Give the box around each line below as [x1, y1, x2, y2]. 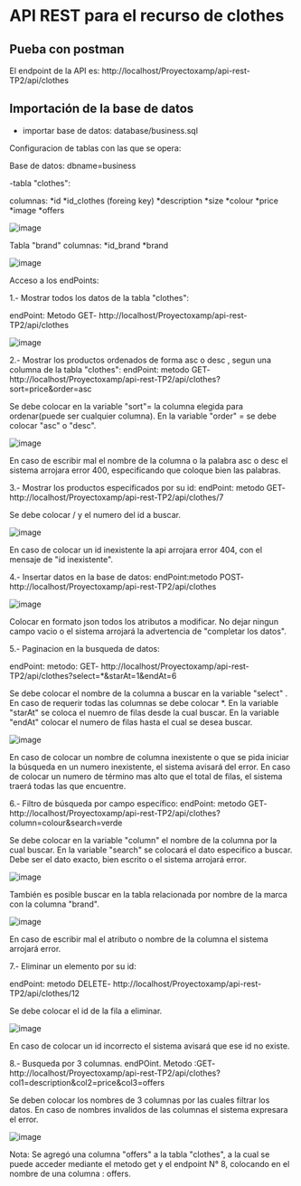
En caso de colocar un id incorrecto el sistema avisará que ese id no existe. [9, 1040, 290, 1051]
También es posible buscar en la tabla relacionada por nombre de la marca [9, 889, 287, 899]
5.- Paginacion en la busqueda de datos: [9, 643, 160, 654]
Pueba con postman [9, 42, 125, 57]
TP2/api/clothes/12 [9, 987, 80, 999]
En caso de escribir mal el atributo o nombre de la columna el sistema [9, 933, 268, 945]
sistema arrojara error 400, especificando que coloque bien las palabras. [9, 465, 281, 475]
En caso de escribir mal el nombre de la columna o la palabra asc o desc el [9, 455, 288, 466]
